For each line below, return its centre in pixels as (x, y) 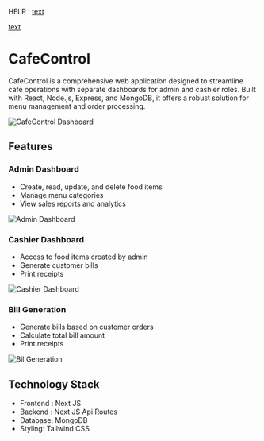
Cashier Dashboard (46, 239)
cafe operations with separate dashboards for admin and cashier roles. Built (132, 89)
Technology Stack (54, 384)
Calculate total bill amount (62, 335)
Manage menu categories (61, 195)
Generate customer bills (59, 265)
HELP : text (27, 12)
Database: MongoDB (54, 420)
